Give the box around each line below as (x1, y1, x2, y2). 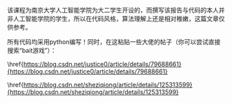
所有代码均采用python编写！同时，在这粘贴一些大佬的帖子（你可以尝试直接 (7, 38, 221, 46)
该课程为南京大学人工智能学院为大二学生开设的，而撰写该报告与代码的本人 (7, 6, 219, 14)
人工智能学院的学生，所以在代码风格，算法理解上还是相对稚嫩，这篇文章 (12, 14, 219, 23)
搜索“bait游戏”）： (7, 47, 57, 54)
